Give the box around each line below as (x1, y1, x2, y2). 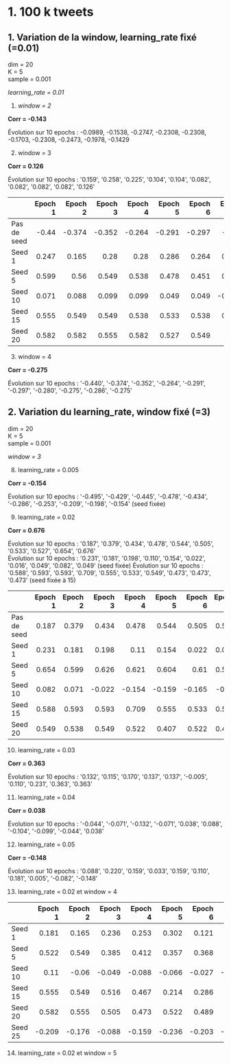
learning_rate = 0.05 (17, 840, 75, 848)
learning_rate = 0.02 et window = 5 (17, 1048, 117, 1057)
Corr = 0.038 (8, 806, 46, 814)
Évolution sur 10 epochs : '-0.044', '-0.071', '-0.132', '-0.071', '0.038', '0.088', (8, 820, 223, 828)
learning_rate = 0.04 (17, 793, 76, 801)
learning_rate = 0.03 (17, 745, 75, 754)
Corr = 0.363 (8, 759, 46, 767)
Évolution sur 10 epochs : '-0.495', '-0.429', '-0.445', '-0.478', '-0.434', (8, 492, 208, 500)
